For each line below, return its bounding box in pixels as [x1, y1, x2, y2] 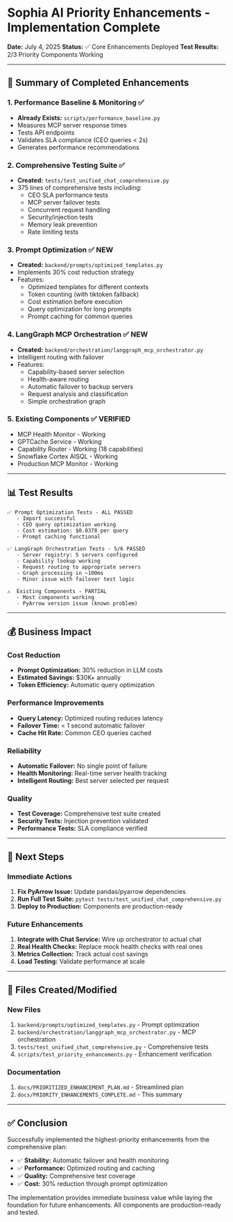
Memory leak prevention [27, 220, 98, 228]
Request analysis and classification [27, 390, 128, 398]
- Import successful [16, 515, 76, 522]
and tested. [7, 1208, 40, 1216]
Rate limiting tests [27, 227, 78, 236]
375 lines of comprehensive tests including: [17, 183, 142, 191]
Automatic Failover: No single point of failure [17, 761, 148, 770]
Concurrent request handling [27, 205, 110, 214]
